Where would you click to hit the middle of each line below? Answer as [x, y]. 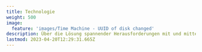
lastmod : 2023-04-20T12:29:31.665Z [51, 39]
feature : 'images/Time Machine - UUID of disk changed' [83, 28]
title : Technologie [31, 12]
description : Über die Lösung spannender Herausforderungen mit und [94, 34]
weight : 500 [21, 17]
